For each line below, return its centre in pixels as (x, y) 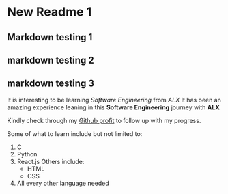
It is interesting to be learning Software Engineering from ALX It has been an (114, 100)
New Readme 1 (49, 12)
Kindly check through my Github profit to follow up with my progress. (104, 120)
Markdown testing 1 (50, 37)
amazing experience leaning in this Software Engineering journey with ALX (114, 107)
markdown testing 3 (51, 84)
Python (27, 154)
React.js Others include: (51, 161)
